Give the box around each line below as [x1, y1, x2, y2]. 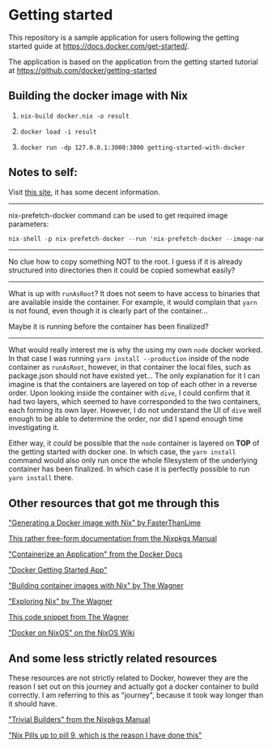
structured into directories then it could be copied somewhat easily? [8, 265, 236, 275]
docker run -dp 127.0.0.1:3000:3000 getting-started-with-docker [19, 144, 245, 152]
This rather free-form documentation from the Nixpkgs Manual [8, 534, 217, 544]
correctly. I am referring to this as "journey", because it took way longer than [8, 690, 264, 700]
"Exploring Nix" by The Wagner [8, 596, 113, 606]
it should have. [8, 699, 57, 709]
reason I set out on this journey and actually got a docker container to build [8, 681, 259, 691]
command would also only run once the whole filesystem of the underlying [8, 456, 257, 466]
